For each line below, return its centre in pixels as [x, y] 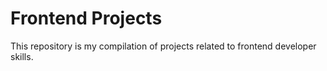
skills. [22, 56]
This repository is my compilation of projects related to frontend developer [163, 46]
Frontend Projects [86, 18]
